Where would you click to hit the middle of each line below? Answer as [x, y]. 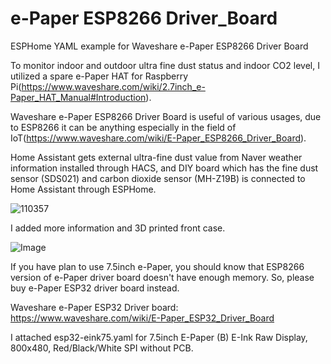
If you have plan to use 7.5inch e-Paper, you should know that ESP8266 [157, 266]
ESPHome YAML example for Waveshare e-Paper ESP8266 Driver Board [159, 46]
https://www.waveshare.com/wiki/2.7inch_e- [113, 86]
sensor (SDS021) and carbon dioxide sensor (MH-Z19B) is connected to [158, 178]
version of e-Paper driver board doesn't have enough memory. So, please [162, 277]
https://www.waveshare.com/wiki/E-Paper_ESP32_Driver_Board [142, 318]
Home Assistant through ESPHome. [83, 189]
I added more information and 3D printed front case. [118, 228]
